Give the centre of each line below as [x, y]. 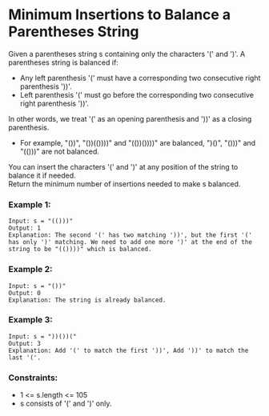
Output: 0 [25, 293]
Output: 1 [25, 228]
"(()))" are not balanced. [60, 151]
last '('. [25, 358]
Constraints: [33, 378]
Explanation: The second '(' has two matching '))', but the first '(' [130, 235]
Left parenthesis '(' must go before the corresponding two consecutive [137, 94]
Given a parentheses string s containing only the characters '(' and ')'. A [127, 54]
